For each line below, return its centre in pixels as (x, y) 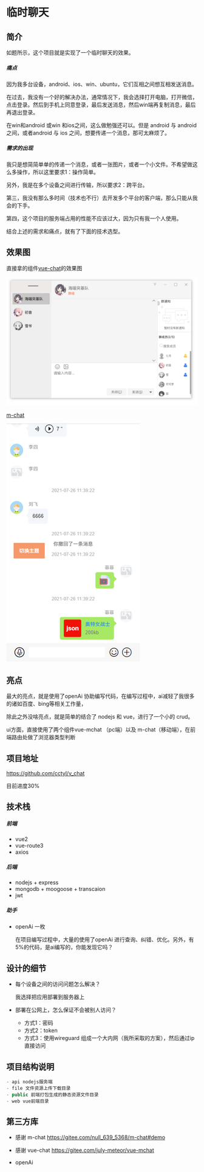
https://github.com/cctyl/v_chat (46, 773)
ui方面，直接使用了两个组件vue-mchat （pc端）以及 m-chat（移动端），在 (98, 730)
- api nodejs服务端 (29, 1082)
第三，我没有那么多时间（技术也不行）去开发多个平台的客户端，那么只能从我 (102, 198)
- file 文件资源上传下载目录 (39, 1088)
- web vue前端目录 (28, 1101)
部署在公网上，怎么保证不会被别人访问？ (66, 1010)
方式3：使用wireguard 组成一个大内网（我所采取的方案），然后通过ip (109, 1038)
